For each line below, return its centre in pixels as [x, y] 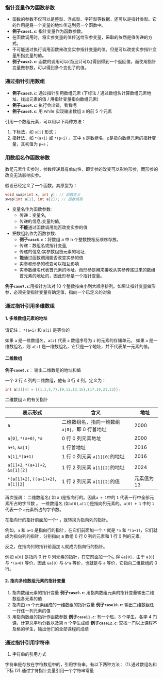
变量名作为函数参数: [32, 209]
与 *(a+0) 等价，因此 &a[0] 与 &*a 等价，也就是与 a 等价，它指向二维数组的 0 [81, 563]
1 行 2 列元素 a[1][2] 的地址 [93, 468]
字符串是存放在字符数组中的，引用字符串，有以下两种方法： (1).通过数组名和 [81, 664]
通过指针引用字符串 [27, 643]
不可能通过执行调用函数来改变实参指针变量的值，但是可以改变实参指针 [82, 49]
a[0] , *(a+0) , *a [25, 438]
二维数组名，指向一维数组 [91, 422]
